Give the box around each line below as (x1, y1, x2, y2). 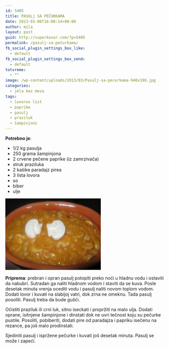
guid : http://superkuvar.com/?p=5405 (5, 35, 86, 40)
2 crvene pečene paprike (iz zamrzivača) (12, 156, 99, 162)
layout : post (5, 29, 33, 35)
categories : (5, 83, 31, 88)
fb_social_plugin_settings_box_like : (5, 46, 86, 51)
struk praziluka (12, 162, 44, 167)
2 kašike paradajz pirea (12, 167, 62, 173)
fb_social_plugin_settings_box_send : (5, 56, 86, 61)
